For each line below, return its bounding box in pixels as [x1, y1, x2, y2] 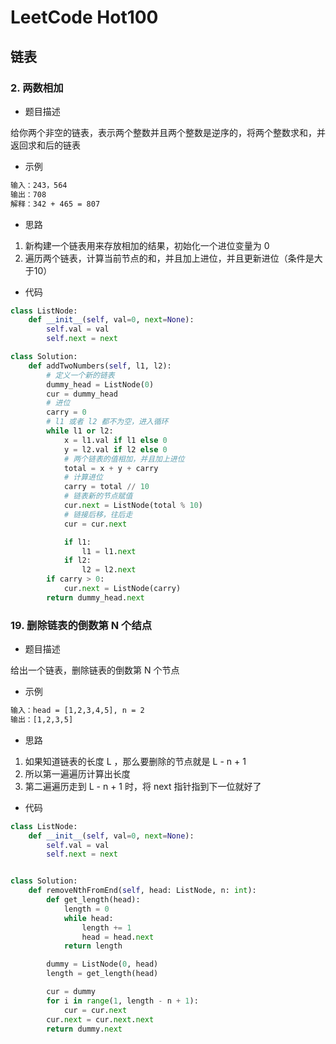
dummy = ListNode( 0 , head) [46, 959, 159, 970]
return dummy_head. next [46, 592, 145, 603]
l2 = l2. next [81, 565, 137, 575]
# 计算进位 [63, 472, 103, 483]
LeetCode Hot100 [10, 6, 159, 29]
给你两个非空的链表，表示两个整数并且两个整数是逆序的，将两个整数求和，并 [10, 126, 326, 138]
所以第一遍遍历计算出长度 [24, 767, 131, 780]
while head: [63, 913, 114, 923]
